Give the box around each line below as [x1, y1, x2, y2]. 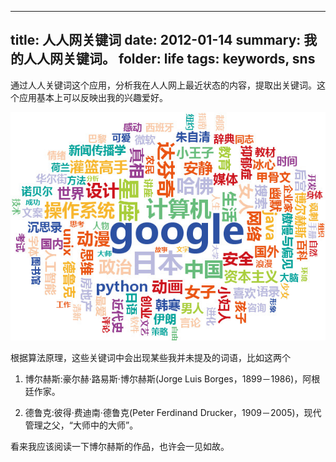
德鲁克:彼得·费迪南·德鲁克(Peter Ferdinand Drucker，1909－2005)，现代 [24, 406, 322, 418]
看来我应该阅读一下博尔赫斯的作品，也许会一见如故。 [10, 440, 230, 452]
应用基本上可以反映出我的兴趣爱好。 [18, 91, 168, 103]
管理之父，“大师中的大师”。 [24, 419, 139, 431]
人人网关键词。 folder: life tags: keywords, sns [23, 51, 316, 68]
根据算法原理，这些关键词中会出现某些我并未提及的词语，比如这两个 [10, 351, 291, 363]
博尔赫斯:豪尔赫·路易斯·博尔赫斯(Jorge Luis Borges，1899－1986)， [24, 372, 303, 385]
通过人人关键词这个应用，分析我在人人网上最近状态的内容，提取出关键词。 [10, 79, 317, 91]
